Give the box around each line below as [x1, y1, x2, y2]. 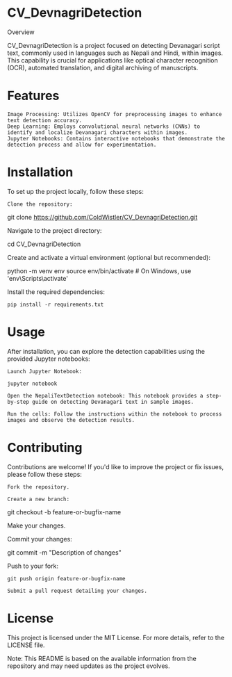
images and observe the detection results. [7, 416, 135, 423]
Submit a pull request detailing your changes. [7, 587, 148, 594]
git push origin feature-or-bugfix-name [7, 575, 126, 582]
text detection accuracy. [7, 117, 82, 124]
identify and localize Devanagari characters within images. [7, 129, 188, 136]
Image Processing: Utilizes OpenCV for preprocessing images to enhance [7, 111, 222, 117]
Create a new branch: [7, 496, 70, 503]
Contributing [7, 439, 83, 455]
